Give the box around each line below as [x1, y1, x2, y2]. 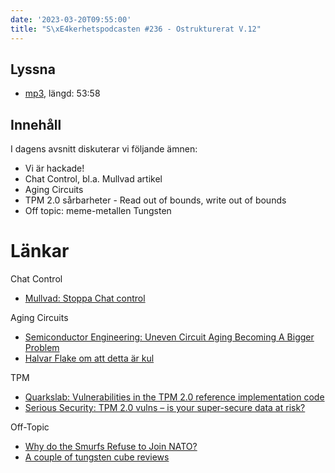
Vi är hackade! [24, 162, 85, 175]
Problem [24, 342, 60, 354]
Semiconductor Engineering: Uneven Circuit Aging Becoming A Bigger [24, 331, 315, 343]
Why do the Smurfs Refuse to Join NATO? [24, 441, 198, 453]
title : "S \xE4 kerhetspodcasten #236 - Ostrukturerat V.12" [10, 24, 262, 34]
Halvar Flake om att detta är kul [24, 352, 155, 365]
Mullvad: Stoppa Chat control [24, 292, 146, 305]
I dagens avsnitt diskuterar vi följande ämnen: [10, 143, 198, 155]
